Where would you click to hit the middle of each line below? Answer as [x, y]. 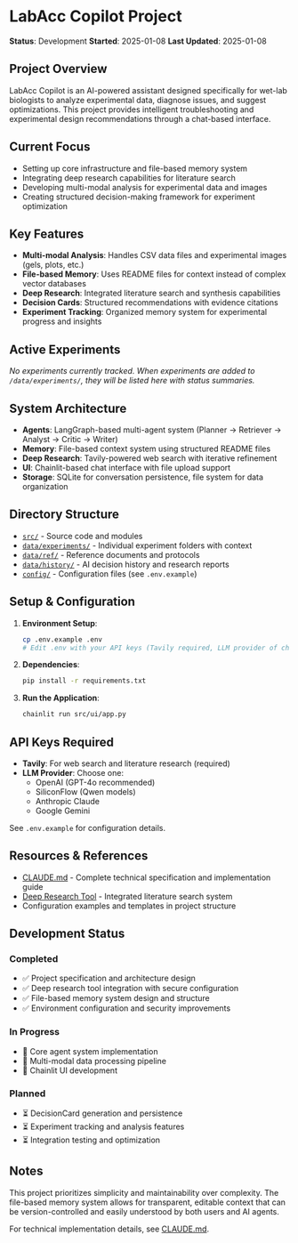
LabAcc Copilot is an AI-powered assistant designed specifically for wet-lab [148, 90]
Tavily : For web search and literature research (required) [126, 763]
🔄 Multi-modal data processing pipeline [94, 1061]
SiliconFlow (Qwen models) [85, 791]
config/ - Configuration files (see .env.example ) [109, 573]
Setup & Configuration [72, 602]
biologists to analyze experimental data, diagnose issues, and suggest [138, 100]
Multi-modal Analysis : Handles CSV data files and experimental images [154, 255]
